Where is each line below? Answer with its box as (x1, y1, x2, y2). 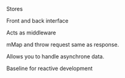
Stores (6, 6, 23, 12)
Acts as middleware (6, 29, 56, 36)
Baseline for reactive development (6, 64, 93, 72)
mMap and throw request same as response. (6, 41, 119, 48)
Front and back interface (6, 17, 69, 24)
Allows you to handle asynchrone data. (6, 53, 105, 60)
